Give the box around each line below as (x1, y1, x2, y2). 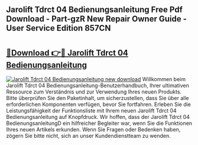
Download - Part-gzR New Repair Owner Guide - (6, 14, 187, 24)
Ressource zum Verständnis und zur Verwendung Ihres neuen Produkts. (6, 88, 182, 95)
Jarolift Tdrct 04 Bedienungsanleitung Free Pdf (6, 5, 183, 15)
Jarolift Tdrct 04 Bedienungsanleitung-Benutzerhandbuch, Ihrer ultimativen (6, 82, 189, 89)
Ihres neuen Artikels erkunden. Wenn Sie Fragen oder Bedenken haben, (6, 126, 181, 133)
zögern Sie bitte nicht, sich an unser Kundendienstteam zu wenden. (6, 133, 171, 139)
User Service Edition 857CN (6, 23, 111, 33)
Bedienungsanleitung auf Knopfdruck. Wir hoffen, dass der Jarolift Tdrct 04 (6, 114, 190, 120)
